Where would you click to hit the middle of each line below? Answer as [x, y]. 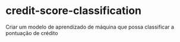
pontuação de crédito [32, 33]
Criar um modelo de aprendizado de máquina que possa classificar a [90, 27]
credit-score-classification [74, 11]
